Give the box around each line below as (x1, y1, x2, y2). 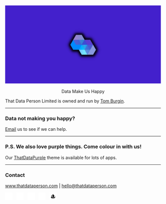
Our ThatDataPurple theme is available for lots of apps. (5, 154, 117, 160)
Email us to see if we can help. (5, 126, 67, 132)
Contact (5, 171, 25, 178)
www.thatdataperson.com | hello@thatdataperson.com (5, 183, 117, 189)
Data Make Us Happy (61, 89, 105, 94)
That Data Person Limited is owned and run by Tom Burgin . (5, 98, 125, 104)
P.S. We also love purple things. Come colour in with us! (5, 143, 142, 150)
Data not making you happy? (5, 115, 76, 122)
